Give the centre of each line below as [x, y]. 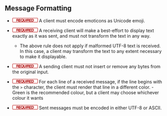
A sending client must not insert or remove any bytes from [100, 66]
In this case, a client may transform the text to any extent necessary [91, 51]
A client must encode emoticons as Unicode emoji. [92, 20]
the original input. [30, 72]
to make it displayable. [43, 56]
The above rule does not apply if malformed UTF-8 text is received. [90, 46]
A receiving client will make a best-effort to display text [96, 31]
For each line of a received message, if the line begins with [101, 81]
